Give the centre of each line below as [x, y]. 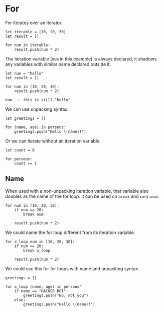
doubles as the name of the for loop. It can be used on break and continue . [82, 196]
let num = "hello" [24, 73]
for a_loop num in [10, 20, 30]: [40, 242]
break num [33, 214]
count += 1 [26, 163]
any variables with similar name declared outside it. [58, 64]
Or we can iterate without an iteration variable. [53, 141]
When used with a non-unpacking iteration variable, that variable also [77, 191]
